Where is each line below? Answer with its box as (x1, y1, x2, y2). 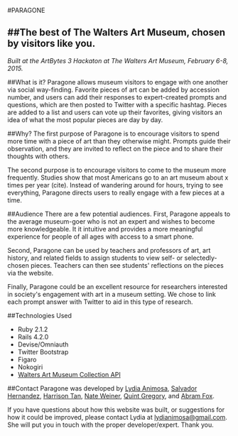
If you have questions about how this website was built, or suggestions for (7, 405, 225, 414)
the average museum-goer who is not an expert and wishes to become (7, 217, 215, 226)
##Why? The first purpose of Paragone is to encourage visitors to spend (7, 129, 220, 138)
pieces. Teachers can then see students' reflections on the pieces (31, 261, 224, 269)
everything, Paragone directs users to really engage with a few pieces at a (7, 188, 225, 197)
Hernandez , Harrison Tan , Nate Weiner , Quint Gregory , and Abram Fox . (7, 391, 215, 400)
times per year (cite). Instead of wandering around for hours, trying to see (7, 180, 224, 189)
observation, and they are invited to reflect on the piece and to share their (7, 144, 224, 153)
